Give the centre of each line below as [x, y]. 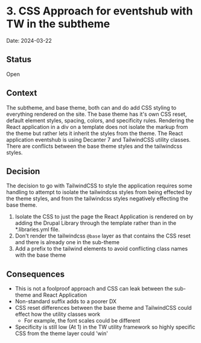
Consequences [36, 274]
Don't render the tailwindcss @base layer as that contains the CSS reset [103, 236]
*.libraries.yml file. [37, 230]
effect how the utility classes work [58, 314]
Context [22, 93]
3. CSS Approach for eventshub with [100, 11]
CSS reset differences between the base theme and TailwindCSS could [103, 308]
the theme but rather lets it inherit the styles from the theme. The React [94, 133]
